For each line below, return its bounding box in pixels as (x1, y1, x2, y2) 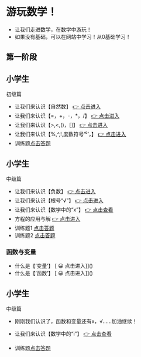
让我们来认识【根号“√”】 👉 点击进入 (14, 197, 104, 204)
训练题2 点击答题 (14, 231, 56, 238)
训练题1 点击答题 (14, 224, 54, 231)
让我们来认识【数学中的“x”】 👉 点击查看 (14, 206, 114, 213)
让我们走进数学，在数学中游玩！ (14, 26, 92, 33)
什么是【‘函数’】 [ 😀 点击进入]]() (14, 270, 94, 277)
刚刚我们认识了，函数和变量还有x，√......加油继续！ (14, 318, 137, 325)
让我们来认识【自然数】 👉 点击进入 (14, 103, 101, 110)
